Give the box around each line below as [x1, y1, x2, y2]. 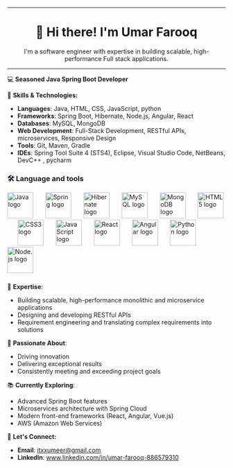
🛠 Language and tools [7, 173, 85, 183]
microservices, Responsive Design [17, 134, 116, 142]
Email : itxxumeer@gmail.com [17, 446, 101, 454]
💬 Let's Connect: [7, 433, 57, 441]
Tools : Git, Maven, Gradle [17, 141, 91, 149]
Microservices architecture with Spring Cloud [17, 404, 147, 413]
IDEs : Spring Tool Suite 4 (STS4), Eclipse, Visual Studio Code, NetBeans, [17, 148, 225, 157]
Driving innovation [17, 352, 70, 361]
